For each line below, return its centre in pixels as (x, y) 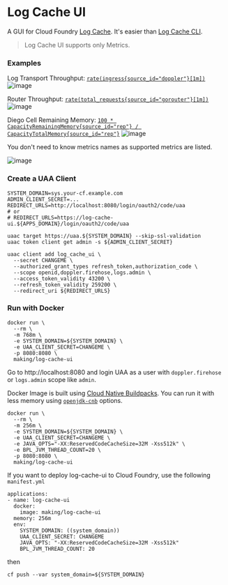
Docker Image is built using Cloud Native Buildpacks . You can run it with (111, 393)
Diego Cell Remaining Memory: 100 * (60, 120)
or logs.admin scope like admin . (52, 379)
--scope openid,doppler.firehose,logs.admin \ (82, 273)
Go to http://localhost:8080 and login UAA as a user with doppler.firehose (114, 372)
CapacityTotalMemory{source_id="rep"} (63, 134)
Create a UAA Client (42, 178)
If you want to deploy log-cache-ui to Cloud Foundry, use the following (109, 475)
